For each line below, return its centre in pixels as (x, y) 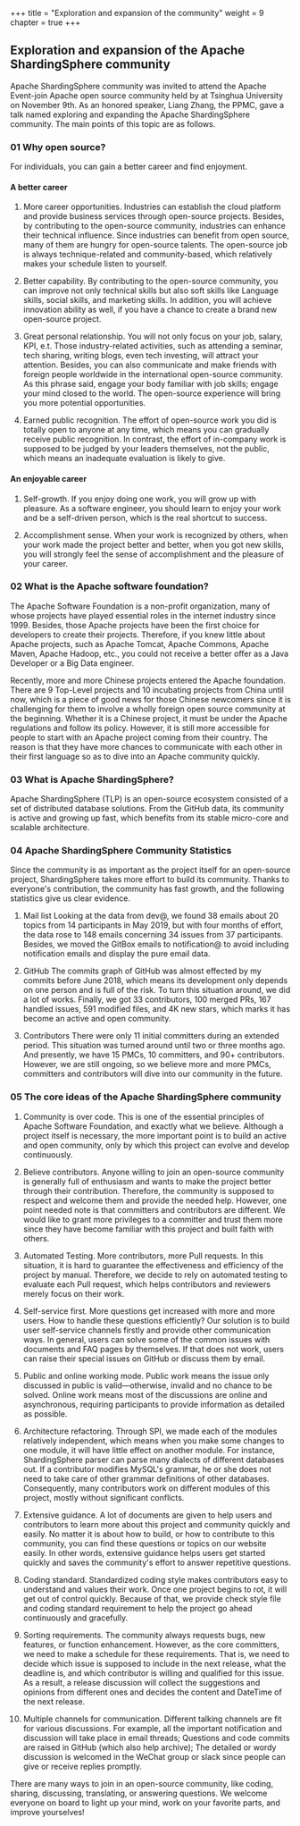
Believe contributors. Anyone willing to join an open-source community (154, 1172)
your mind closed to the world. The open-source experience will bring (152, 393)
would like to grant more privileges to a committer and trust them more (153, 1219)
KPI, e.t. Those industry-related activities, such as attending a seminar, (153, 346)
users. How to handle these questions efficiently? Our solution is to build (156, 1320)
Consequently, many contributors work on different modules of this (146, 1488)
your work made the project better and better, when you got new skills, (153, 544)
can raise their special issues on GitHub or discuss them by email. (144, 1359)
